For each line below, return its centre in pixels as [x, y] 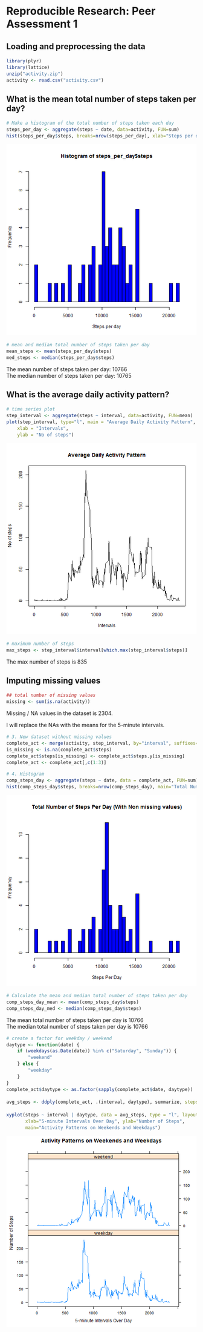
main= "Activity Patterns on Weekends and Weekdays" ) [93, 1127]
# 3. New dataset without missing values [59, 737]
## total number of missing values [51, 695]
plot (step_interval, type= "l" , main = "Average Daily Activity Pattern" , [101, 422]
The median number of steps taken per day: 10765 [69, 375]
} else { [28, 1064]
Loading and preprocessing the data [76, 46]
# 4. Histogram [25, 774]
